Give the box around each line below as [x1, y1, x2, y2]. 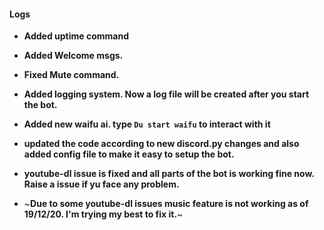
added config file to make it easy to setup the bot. [23, 148, 235, 160]
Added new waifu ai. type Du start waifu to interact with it [23, 118, 271, 130]
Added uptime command [23, 30, 129, 42]
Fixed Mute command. [23, 69, 120, 81]
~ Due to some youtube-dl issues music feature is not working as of [23, 198, 309, 210]
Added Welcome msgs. [23, 50, 124, 62]
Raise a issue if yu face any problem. [23, 178, 180, 190]
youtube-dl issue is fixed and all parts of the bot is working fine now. [23, 168, 315, 180]
